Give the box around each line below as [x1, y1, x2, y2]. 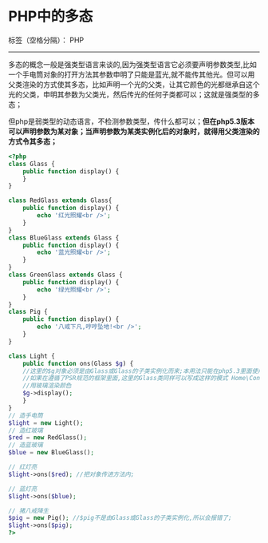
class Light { [8, 352, 56, 360]
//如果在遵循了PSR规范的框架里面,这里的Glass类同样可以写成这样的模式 [22, 375, 229, 382]
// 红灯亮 [8, 463, 37, 471]
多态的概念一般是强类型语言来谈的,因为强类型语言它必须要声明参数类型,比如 [8, 59, 258, 69]
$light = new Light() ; [8, 418, 84, 427]
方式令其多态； [8, 137, 57, 146]
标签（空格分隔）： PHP [8, 35, 85, 45]
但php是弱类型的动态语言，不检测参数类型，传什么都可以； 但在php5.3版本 [8, 117, 255, 126]
